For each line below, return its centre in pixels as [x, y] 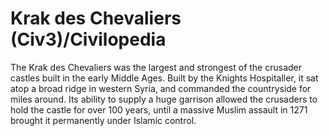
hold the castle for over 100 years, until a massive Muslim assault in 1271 [159, 109]
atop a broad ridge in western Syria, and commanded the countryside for [161, 88]
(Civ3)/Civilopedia [88, 39]
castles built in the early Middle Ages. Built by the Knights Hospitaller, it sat [164, 78]
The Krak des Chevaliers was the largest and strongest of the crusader [156, 67]
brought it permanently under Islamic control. [103, 120]
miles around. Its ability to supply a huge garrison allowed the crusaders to [164, 99]
